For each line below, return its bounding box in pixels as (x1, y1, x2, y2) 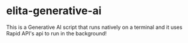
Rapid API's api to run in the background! (6, 29, 107, 37)
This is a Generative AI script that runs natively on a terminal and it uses (6, 24, 183, 31)
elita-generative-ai (6, 4, 102, 18)
